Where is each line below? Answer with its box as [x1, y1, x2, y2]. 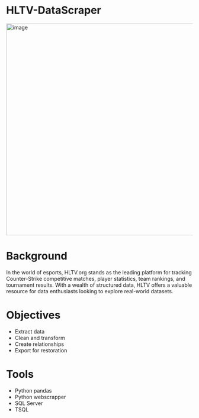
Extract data [14, 328, 45, 335]
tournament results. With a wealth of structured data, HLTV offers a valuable [6, 281, 192, 289]
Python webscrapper [14, 393, 66, 400]
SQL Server [14, 400, 43, 407]
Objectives [6, 309, 61, 322]
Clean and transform [14, 334, 65, 341]
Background [6, 249, 68, 263]
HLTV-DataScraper [6, 4, 102, 17]
